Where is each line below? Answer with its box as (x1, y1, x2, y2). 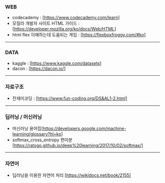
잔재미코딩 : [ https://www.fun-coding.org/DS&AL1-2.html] (12, 95, 128, 101)
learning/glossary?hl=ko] (12, 131, 63, 137)
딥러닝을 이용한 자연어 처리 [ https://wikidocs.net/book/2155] (12, 172, 131, 178)
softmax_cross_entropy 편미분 (12, 137, 73, 143)
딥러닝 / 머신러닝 (5, 113, 42, 120)
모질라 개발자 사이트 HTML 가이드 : (12, 21, 80, 27)
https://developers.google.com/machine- (43, 125, 126, 131)
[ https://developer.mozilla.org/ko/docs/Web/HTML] (12, 26, 116, 32)
